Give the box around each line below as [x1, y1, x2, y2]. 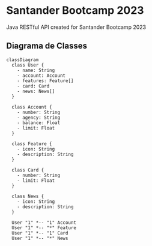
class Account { [11, 104, 52, 110]
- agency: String [17, 115, 61, 121]
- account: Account [17, 73, 66, 79]
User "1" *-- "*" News [11, 235, 68, 241]
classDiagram [6, 56, 39, 63]
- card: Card [17, 83, 50, 89]
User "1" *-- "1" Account [11, 220, 77, 226]
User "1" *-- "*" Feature [11, 224, 77, 231]
